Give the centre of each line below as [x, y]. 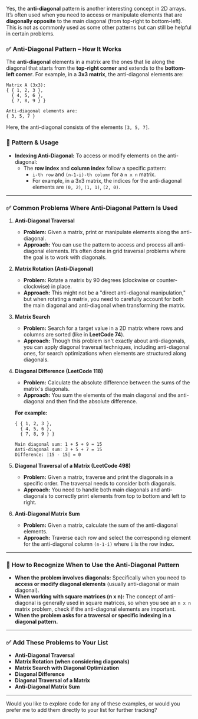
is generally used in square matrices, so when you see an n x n [114, 603]
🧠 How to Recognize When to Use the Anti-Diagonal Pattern [93, 565]
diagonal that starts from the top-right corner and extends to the [85, 68]
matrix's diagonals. [47, 388]
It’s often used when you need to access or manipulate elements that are [94, 15]
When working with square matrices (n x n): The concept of [89, 597]
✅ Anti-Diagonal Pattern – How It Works [64, 48]
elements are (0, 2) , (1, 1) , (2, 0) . [76, 187]
